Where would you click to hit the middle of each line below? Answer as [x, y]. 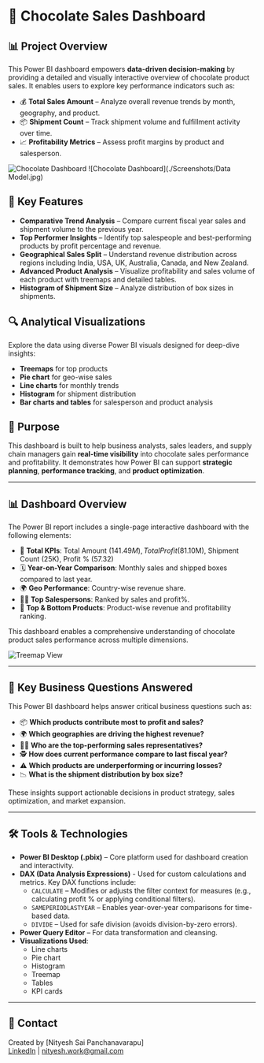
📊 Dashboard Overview [68, 504]
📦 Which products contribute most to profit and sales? [112, 722]
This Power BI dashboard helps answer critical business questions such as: [130, 707]
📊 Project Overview [58, 46]
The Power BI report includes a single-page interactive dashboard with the [129, 527]
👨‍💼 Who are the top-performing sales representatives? [111, 745]
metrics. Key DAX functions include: [78, 882]
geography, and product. [60, 113]
